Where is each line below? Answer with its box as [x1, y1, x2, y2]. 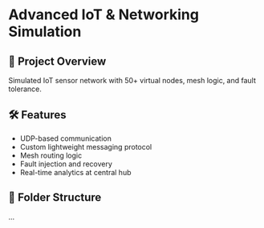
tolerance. [8, 84, 42, 94]
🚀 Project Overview [8, 54, 107, 68]
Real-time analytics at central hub [19, 167, 132, 177]
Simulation [8, 22, 82, 41]
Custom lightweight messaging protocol [19, 142, 152, 151]
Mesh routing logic [19, 150, 83, 160]
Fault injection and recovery [19, 158, 112, 169]
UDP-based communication [19, 134, 112, 143]
